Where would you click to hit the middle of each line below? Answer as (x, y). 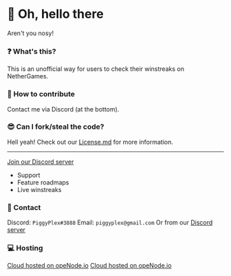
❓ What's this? (32, 51)
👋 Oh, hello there (56, 14)
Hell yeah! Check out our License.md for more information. (90, 142)
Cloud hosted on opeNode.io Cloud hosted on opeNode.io (89, 266)
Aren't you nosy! (31, 33)
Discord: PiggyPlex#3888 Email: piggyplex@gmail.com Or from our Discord (110, 222)
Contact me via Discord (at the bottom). (63, 109)
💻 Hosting (25, 248)
